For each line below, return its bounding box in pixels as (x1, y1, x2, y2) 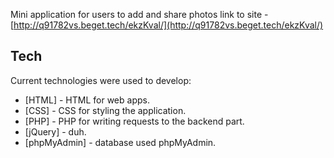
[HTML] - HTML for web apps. (24, 94, 150, 106)
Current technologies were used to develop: (10, 74, 192, 86)
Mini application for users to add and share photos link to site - (10, 9, 269, 20)
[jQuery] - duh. (24, 125, 87, 138)
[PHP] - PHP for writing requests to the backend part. (24, 115, 245, 127)
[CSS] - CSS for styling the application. (24, 104, 187, 116)
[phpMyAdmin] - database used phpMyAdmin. (24, 136, 217, 148)
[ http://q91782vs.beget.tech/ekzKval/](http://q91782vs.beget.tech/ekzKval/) (10, 19, 324, 31)
